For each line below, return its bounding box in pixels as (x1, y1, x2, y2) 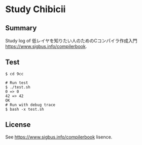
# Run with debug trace (5, 102, 56, 107)
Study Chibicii (5, 4, 66, 15)
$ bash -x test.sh (5, 107, 44, 112)
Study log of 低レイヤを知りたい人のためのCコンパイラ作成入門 (5, 38, 137, 43)
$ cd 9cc (5, 71, 24, 76)
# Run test (5, 80, 28, 85)
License (5, 120, 31, 129)
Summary (5, 24, 37, 32)
